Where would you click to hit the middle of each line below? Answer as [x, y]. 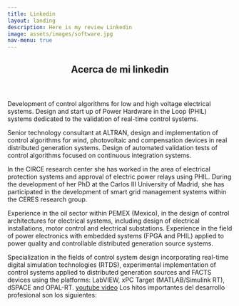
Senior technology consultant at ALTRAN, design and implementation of [113, 132]
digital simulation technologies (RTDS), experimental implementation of [112, 265]
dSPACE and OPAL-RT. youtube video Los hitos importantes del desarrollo [116, 287]
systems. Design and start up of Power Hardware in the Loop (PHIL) [107, 111]
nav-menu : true [30, 41]
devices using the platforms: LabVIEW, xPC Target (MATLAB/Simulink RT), [116, 280]
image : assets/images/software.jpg [60, 34]
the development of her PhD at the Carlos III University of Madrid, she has [116, 184]
